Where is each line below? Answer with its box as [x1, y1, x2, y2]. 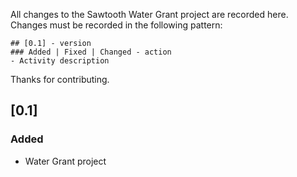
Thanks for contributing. [10, 74, 110, 85]
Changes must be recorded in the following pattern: [10, 19, 223, 31]
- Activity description [10, 56, 110, 66]
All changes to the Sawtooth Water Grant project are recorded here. [10, 9, 289, 20]
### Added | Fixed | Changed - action [10, 47, 172, 57]
